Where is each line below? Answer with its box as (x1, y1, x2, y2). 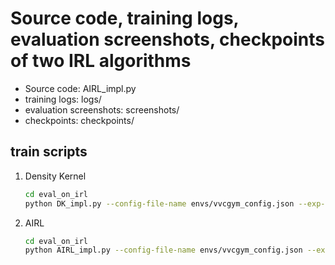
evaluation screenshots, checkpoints (10, 28, 325, 51)
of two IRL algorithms (10, 50, 192, 72)
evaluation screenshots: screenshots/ (24, 103, 180, 116)
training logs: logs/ (24, 93, 102, 105)
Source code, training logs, (10, 7, 240, 30)
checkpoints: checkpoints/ (24, 114, 135, 126)
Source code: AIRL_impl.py (24, 82, 137, 94)
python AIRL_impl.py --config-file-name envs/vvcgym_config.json (24, 245, 303, 256)
